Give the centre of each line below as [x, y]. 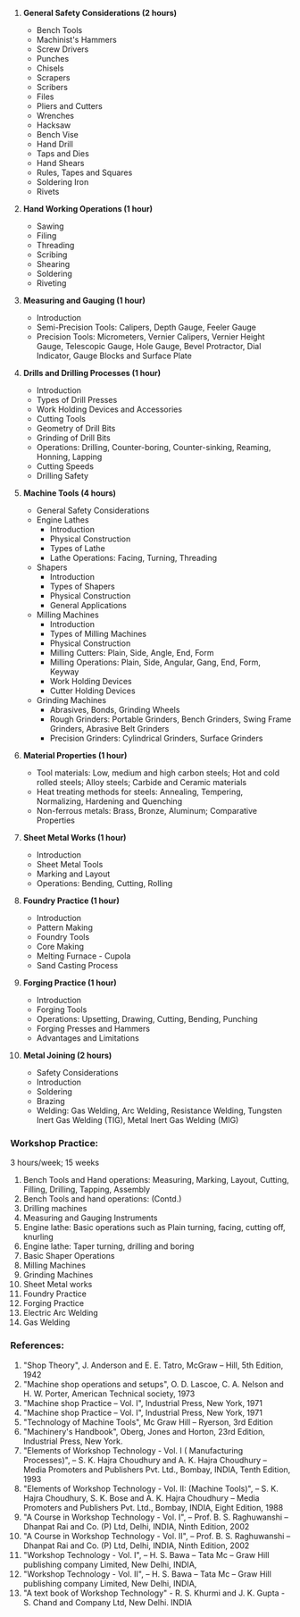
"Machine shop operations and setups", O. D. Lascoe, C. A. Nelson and [153, 1384]
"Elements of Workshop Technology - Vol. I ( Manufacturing [133, 1450]
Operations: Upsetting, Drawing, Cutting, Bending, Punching [147, 1019]
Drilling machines [55, 1209]
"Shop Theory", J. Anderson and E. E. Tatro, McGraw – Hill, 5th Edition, [153, 1365]
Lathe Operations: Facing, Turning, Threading [133, 558]
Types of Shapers [82, 586]
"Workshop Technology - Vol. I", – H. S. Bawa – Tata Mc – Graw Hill [146, 1554]
